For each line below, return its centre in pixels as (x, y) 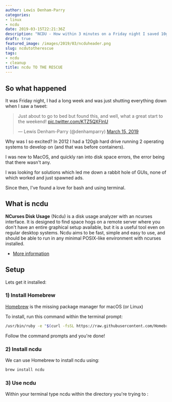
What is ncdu (27, 204)
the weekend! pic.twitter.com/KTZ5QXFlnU (63, 121)
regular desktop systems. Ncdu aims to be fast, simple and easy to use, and (85, 232)
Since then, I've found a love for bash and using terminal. (66, 188)
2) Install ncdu (24, 349)
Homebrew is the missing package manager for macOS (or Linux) (74, 306)
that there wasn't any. (28, 162)
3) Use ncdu (21, 382)
